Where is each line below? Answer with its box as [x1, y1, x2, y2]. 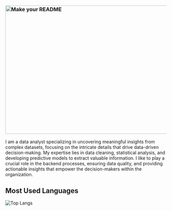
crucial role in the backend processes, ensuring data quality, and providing [5, 161, 163, 167]
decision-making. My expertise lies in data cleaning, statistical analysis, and [5, 149, 165, 156]
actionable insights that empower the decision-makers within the [5, 166, 142, 172]
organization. [5, 171, 33, 178]
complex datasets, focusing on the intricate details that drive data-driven [5, 144, 159, 150]
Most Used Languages [5, 186, 78, 195]
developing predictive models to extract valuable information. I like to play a [5, 155, 165, 161]
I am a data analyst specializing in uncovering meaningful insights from [5, 139, 155, 145]
